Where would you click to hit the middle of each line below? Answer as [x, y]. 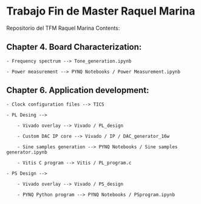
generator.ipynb [27, 152]
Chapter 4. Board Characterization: [74, 47]
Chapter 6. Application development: [78, 90]
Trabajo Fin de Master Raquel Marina [101, 11]
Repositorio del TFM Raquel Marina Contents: [63, 28]
